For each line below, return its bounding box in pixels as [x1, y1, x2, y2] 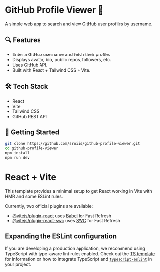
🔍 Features [5, 36, 41, 44]
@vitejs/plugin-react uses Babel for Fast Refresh [12, 213, 112, 218]
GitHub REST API [12, 113, 47, 119]
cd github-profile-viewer [5, 146, 58, 151]
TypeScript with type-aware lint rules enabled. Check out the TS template [5, 250, 155, 257]
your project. [5, 261, 31, 267]
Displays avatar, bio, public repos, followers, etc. [12, 56, 111, 62]
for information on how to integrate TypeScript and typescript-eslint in [5, 256, 152, 262]
